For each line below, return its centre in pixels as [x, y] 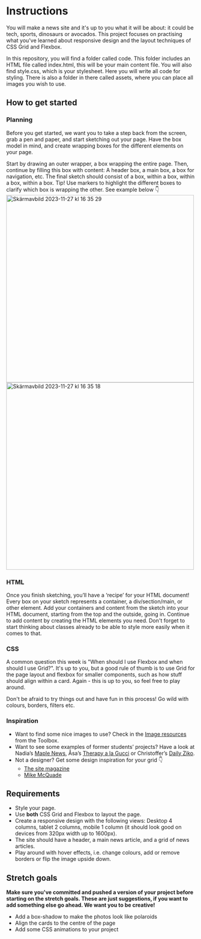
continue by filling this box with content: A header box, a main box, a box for [100, 170]
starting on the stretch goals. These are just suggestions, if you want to [97, 899]
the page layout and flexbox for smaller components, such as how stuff [94, 675]
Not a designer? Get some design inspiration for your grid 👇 [89, 760]
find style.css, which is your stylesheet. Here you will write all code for [94, 71]
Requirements [33, 794]
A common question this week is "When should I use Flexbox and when [94, 662]
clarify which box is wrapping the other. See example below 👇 [83, 189]
